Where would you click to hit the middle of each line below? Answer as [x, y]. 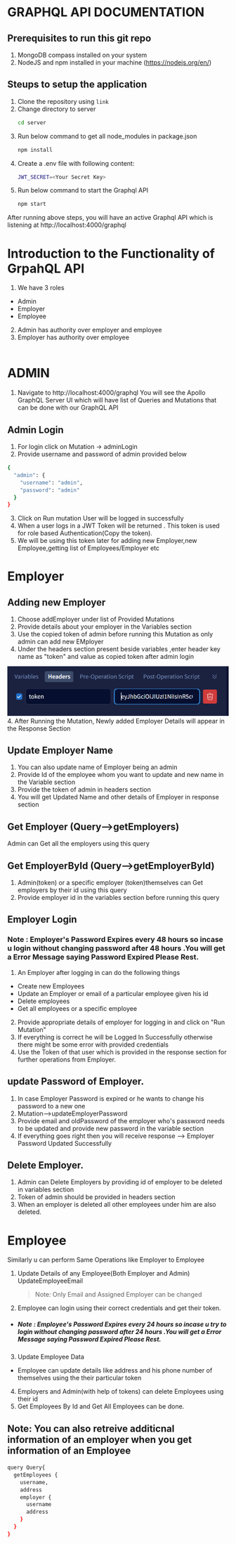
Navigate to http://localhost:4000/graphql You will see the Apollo [111, 393]
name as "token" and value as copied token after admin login [106, 657]
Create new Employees [51, 986]
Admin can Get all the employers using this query [78, 844]
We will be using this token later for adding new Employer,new [107, 541]
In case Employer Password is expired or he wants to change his [111, 1098]
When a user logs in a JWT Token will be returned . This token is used [118, 526]
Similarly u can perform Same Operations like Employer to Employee [106, 1260]
